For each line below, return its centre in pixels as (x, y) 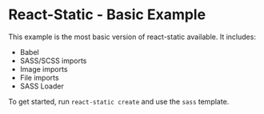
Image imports (44, 69)
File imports (39, 77)
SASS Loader (42, 86)
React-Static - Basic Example (107, 15)
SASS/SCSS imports (53, 61)
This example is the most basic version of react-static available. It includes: (132, 37)
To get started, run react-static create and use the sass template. (119, 101)
